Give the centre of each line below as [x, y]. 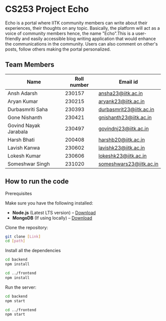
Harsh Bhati [21, 140]
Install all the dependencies [33, 251]
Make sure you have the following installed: [49, 203]
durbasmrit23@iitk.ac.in [126, 109]
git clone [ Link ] [23, 236]
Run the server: [21, 287]
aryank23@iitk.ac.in [122, 101]
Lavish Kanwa [24, 148]
